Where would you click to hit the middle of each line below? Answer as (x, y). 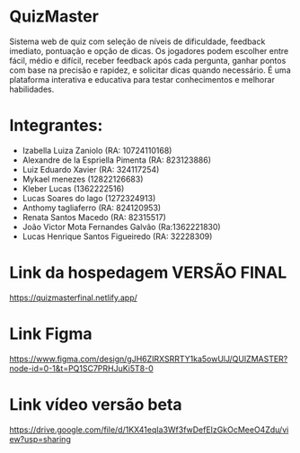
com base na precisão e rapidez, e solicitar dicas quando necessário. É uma (150, 70)
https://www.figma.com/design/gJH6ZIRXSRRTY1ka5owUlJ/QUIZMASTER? (149, 359)
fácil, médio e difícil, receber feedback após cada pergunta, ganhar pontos (148, 60)
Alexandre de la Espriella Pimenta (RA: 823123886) (117, 160)
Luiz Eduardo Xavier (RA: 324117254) (91, 169)
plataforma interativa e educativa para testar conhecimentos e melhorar (142, 79)
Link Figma (51, 333)
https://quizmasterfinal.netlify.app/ (73, 298)
